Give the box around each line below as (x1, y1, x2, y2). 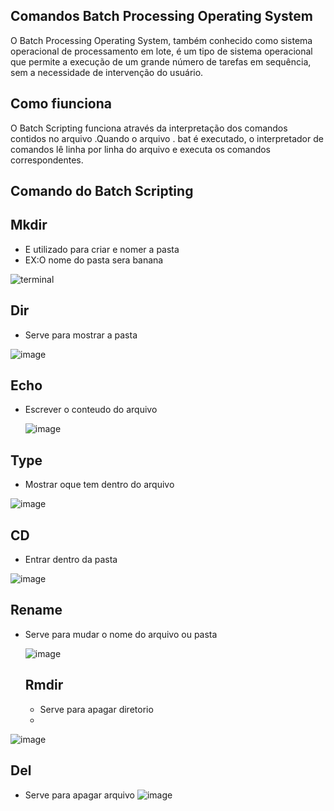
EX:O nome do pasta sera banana (24, 254, 164, 266)
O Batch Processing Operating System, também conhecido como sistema (10, 34, 313, 46)
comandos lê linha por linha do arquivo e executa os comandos (10, 143, 272, 155)
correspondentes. (10, 154, 84, 166)
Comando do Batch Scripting (10, 183, 194, 200)
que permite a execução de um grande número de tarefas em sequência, (10, 55, 312, 68)
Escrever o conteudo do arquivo (24, 404, 158, 416)
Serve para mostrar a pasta (24, 329, 138, 341)
